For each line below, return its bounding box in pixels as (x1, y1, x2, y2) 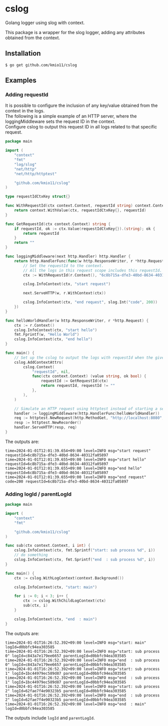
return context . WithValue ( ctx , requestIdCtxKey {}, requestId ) (14, 208, 146, 213)
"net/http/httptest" (14, 171, 57, 176)
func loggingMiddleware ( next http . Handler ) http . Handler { (5, 254, 131, 259)
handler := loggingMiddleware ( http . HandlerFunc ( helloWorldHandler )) (14, 411, 160, 416)
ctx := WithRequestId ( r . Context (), (23, 272, 97, 277)
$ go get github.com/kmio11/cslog (5, 62, 77, 68)
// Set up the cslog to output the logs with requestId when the (14, 355, 153, 360)
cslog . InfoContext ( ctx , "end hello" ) (14, 337, 93, 342)
